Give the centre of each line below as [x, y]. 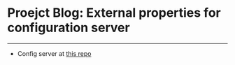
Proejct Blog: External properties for [114, 13]
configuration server [69, 28]
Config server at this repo [54, 53]
